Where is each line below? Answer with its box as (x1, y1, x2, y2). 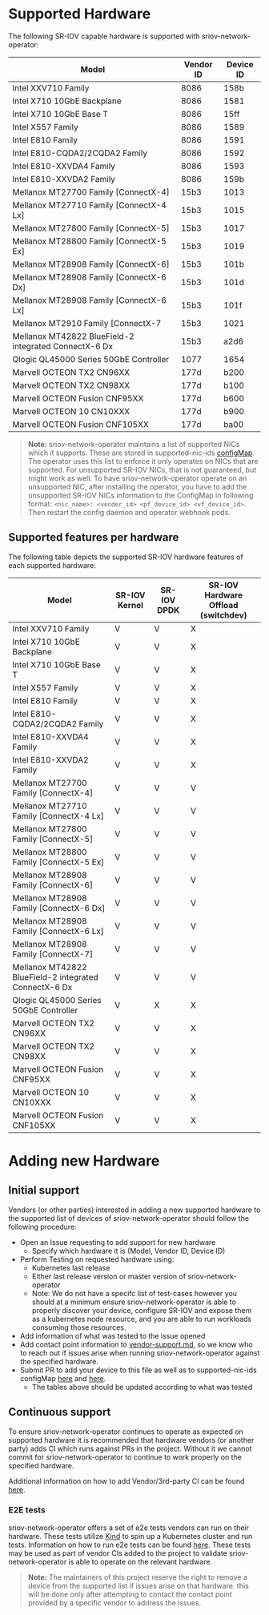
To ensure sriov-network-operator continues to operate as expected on (8, 1427, 244, 1436)
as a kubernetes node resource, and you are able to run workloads (31, 1314, 252, 1323)
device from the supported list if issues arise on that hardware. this (27, 1581, 250, 1590)
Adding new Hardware (8, 1151, 160, 1170)
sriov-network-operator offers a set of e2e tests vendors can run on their (8, 1523, 250, 1532)
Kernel (117, 599, 144, 610)
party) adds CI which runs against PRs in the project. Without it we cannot (8, 1444, 252, 1453)
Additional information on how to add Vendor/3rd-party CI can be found (8, 1476, 245, 1486)
